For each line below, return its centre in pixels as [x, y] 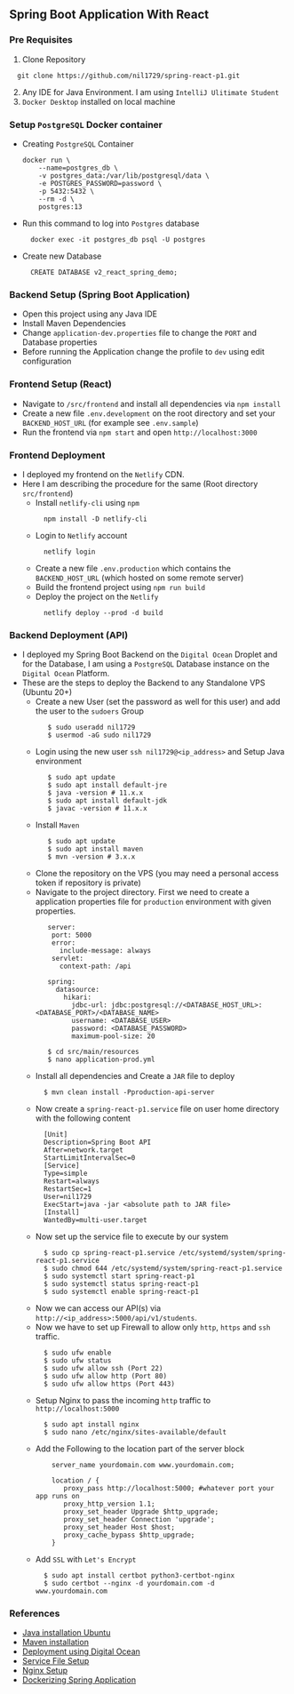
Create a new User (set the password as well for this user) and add [158, 702]
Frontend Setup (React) [61, 384]
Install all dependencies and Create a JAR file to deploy [135, 1076]
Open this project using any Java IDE [90, 314]
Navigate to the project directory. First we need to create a [143, 892]
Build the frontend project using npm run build [120, 587]
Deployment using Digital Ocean [81, 1651]
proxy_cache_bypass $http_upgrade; [129, 1535]
